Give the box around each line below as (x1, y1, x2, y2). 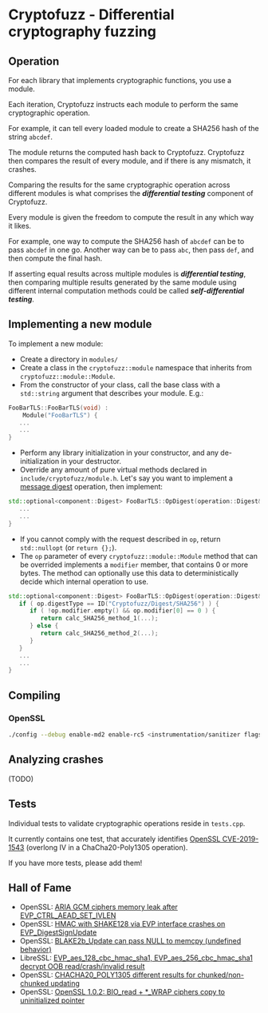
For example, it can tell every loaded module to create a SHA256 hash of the (8, 124, 259, 133)
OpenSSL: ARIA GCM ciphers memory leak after (19, 902, 178, 912)
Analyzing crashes (8, 753, 104, 767)
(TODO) (8, 774, 34, 784)
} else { (29, 622, 59, 630)
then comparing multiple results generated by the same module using (8, 277, 237, 287)
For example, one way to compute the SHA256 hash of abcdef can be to (8, 237, 245, 245)
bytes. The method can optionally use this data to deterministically (19, 568, 239, 577)
